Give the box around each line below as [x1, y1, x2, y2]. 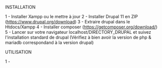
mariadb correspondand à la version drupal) [5, 40, 94, 45]
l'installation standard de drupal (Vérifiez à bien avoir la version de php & [5, 34, 152, 40]
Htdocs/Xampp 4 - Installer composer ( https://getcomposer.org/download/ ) [5, 24, 158, 30]
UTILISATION [5, 49, 32, 55]
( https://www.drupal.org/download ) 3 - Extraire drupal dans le [5, 19, 131, 24]
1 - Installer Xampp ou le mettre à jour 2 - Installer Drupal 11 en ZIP [5, 14, 138, 19]
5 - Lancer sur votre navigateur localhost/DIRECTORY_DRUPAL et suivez [5, 29, 152, 35]
